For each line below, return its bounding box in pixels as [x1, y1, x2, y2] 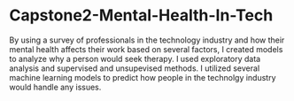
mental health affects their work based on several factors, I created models [9, 43, 283, 54]
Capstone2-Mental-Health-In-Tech [9, 5, 274, 26]
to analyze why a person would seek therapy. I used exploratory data [9, 53, 261, 64]
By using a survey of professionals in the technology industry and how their [9, 35, 285, 45]
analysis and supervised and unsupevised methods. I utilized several [9, 63, 260, 74]
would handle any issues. [9, 82, 102, 92]
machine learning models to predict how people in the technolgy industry [9, 72, 276, 82]
